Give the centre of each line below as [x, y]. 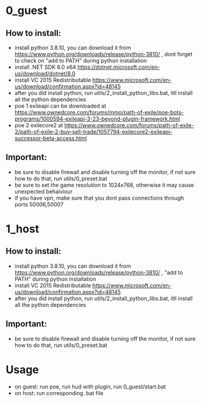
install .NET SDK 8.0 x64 [45, 67]
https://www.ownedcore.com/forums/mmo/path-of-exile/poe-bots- [99, 112]
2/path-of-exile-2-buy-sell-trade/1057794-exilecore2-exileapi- [93, 132]
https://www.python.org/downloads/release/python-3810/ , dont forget [103, 54]
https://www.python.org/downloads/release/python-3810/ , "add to [99, 272]
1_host [23, 229]
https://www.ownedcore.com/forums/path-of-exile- [129, 125]
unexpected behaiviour [44, 191]
